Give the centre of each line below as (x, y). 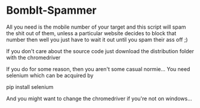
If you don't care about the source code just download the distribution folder (100, 51)
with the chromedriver (33, 57)
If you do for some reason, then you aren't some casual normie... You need (98, 69)
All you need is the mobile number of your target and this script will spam (96, 27)
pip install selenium (30, 87)
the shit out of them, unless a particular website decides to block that (91, 33)
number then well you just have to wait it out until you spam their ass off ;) (97, 39)
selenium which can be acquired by (50, 75)
